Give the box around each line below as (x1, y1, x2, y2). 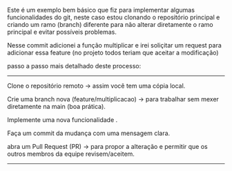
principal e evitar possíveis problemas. (7, 28, 117, 36)
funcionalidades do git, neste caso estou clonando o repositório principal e (7, 13, 220, 21)
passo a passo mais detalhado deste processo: (7, 62, 142, 70)
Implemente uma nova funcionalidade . (7, 116, 118, 123)
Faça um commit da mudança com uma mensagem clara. (7, 129, 171, 137)
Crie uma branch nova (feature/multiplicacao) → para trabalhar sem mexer (7, 95, 220, 103)
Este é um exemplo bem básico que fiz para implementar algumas (7, 6, 195, 14)
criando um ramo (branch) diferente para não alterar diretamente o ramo (7, 21, 213, 28)
